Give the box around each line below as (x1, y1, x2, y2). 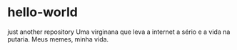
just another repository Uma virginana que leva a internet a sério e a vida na (7, 27, 231, 36)
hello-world (7, 4, 79, 20)
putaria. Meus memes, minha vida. (7, 35, 109, 43)
